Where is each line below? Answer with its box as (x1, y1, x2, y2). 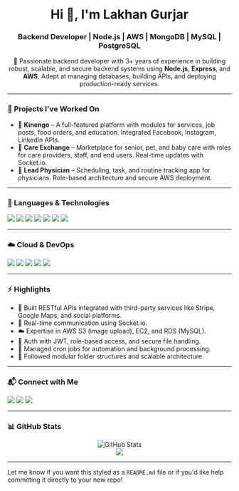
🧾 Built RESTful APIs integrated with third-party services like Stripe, (17, 303, 216, 312)
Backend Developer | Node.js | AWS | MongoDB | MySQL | (17, 32, 222, 42)
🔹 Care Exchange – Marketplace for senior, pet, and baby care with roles (17, 143, 231, 152)
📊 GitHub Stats (7, 421, 62, 431)
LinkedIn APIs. (17, 135, 60, 144)
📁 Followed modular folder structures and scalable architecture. (17, 352, 204, 361)
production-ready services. (79, 80, 160, 88)
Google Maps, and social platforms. (17, 311, 122, 319)
